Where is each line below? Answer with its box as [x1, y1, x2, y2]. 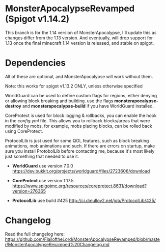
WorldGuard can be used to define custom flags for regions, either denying [5, 92, 157, 98]
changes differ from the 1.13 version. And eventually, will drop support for [5, 35, 153, 41]
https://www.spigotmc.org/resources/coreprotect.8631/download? [12, 183, 147, 189]
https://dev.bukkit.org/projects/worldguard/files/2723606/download [12, 168, 150, 174]
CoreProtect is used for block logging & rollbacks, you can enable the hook [5, 112, 157, 118]
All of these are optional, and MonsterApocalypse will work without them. [5, 73, 153, 79]
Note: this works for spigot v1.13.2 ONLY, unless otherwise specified [5, 83, 143, 89]
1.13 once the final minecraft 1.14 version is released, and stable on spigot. [5, 40, 154, 46]
